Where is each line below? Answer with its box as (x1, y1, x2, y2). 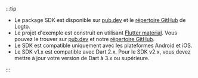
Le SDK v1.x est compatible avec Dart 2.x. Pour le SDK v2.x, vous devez (14, 48, 191, 55)
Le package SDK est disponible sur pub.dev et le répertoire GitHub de (14, 17, 186, 23)
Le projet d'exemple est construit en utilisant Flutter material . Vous (14, 29, 177, 36)
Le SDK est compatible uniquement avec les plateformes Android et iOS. (14, 42, 193, 49)
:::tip (5, 5, 17, 12)
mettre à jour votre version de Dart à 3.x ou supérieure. (14, 55, 150, 61)
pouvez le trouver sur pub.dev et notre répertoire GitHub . (14, 36, 155, 42)
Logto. (14, 23, 30, 30)
